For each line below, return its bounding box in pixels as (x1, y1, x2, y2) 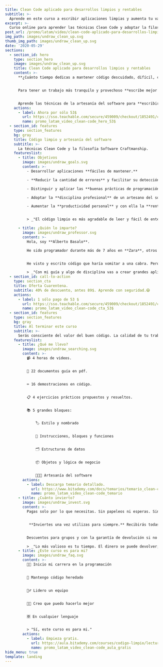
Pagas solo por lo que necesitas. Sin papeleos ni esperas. (26, 509, 151, 514)
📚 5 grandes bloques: (26, 408, 72, 413)
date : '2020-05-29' (5, 43, 45, 48)
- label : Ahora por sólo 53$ (17, 110, 77, 115)
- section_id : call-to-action (9, 274, 70, 280)
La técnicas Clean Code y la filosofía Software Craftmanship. (17, 146, 149, 151)
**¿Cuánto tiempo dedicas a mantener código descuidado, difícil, (17, 75, 155, 80)
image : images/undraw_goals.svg (22, 160, 88, 165)
